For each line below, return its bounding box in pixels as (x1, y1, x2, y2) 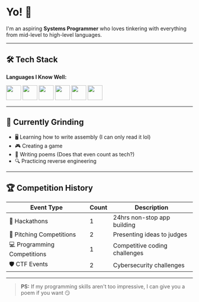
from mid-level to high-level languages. (6, 31, 102, 38)
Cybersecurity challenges (113, 261, 185, 269)
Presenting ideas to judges (113, 230, 188, 239)
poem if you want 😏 (20, 290, 70, 297)
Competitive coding (113, 241, 168, 249)
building (113, 221, 136, 229)
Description (134, 204, 169, 212)
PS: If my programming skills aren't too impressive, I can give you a (20, 283, 185, 290)
